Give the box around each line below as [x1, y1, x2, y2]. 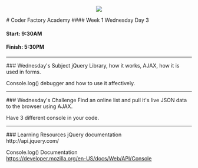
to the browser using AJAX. [6, 103, 73, 110]
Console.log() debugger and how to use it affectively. [6, 79, 136, 86]
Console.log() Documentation [6, 149, 78, 156]
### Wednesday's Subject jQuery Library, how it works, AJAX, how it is [6, 62, 180, 69]
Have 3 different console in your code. [6, 114, 100, 121]
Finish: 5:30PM [6, 43, 45, 51]
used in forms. [6, 68, 41, 75]
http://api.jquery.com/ [6, 137, 59, 144]
